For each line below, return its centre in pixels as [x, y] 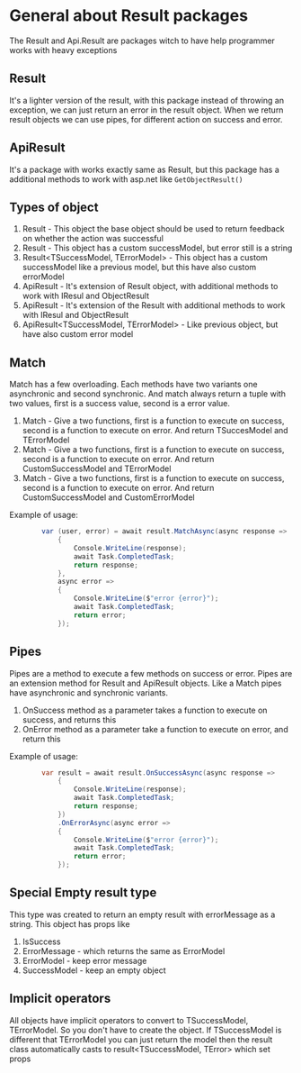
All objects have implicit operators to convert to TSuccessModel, [129, 1020]
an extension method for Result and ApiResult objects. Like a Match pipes [146, 683]
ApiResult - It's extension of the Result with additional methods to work [154, 305]
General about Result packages [129, 16]
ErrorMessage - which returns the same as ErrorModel [124, 950]
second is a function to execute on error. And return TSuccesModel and [155, 431]
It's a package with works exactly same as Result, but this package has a [145, 169]
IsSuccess [41, 941]
